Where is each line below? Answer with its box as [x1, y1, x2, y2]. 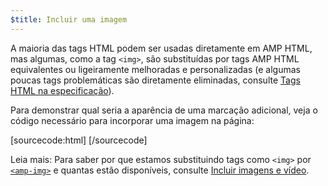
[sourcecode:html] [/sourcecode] [10, 134, 148, 146]
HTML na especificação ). [10, 84, 115, 96]
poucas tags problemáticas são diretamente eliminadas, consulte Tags [10, 74, 301, 86]
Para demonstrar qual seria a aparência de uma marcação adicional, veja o [10, 104, 318, 116]
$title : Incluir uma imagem [10, 14, 128, 25]
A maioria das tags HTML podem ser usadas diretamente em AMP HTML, [10, 42, 313, 54]
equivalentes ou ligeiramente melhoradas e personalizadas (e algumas [10, 63, 301, 75]
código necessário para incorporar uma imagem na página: [10, 114, 255, 126]
